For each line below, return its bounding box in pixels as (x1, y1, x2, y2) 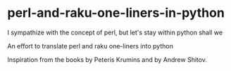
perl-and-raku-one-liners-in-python (7, 5, 225, 21)
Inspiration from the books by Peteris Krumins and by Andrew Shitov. (7, 55, 208, 64)
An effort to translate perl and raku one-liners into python (7, 41, 174, 50)
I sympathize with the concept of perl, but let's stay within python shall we (7, 28, 223, 37)
